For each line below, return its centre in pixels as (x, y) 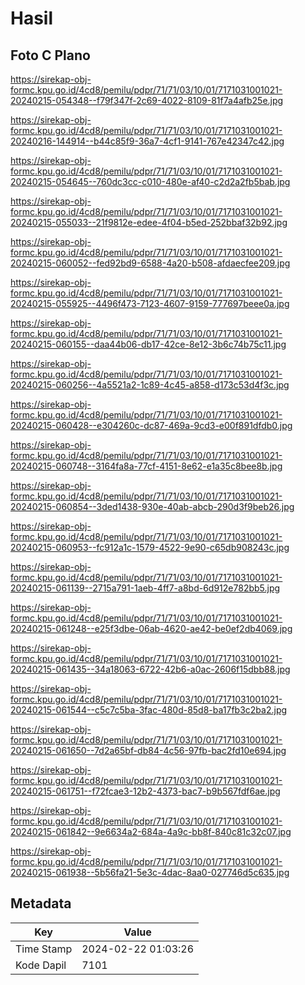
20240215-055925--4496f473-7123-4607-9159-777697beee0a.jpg (150, 303)
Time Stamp (44, 949)
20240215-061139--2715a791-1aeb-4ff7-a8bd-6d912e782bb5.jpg (145, 588)
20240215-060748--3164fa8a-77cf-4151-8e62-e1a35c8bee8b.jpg (146, 466)
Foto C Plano (50, 55)
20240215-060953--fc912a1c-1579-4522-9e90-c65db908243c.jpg (150, 547)
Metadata (41, 903)
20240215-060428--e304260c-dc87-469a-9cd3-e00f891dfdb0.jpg (151, 425)
